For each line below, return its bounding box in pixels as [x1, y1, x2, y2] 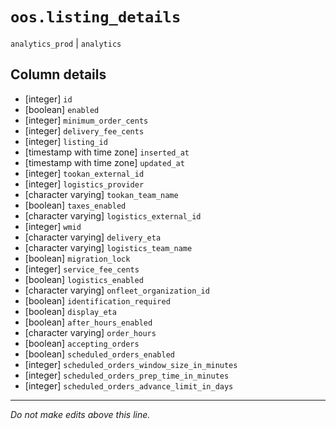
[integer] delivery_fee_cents [24, 124, 145, 137]
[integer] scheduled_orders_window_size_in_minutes [24, 358, 238, 370]
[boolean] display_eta [24, 305, 117, 317]
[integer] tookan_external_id [24, 167, 145, 179]
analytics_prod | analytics [10, 37, 122, 49]
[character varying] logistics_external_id [24, 209, 202, 222]
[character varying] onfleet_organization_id [24, 284, 210, 296]
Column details [10, 66, 107, 83]
